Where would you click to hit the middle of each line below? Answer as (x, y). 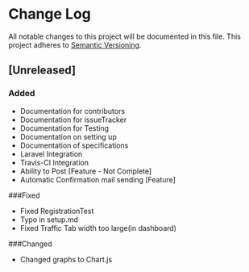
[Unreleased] (42, 71)
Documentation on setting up (68, 136)
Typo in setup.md (49, 220)
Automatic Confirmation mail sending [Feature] (98, 179)
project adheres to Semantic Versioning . (75, 44)
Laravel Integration (51, 153)
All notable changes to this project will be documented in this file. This (125, 36)
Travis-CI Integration (54, 162)
